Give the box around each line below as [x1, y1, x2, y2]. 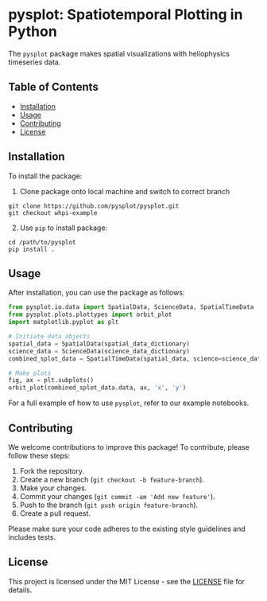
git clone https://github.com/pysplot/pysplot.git [8, 201, 180, 210]
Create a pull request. [19, 508, 91, 518]
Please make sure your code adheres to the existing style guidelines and [8, 524, 246, 533]
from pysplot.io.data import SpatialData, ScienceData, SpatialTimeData [8, 303, 254, 311]
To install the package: [8, 171, 83, 181]
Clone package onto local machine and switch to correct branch [19, 186, 230, 196]
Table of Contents [8, 80, 99, 94]
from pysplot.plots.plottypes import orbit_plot [8, 310, 172, 319]
